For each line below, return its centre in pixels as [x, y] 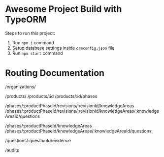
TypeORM [26, 19]
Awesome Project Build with [64, 9]
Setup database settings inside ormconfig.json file [63, 48]
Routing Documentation [55, 73]
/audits [12, 150]
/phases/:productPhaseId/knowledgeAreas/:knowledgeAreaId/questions [78, 131]
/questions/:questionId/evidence [38, 140]
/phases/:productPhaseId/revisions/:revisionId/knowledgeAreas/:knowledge [82, 111]
